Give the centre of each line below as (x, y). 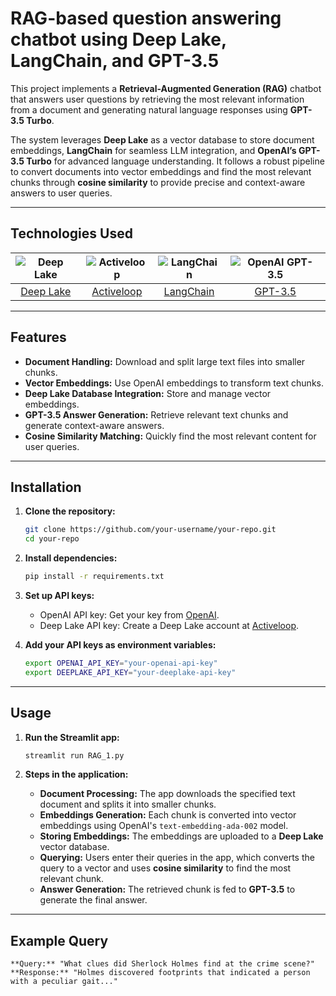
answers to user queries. (61, 193)
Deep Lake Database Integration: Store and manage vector (148, 393)
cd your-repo (52, 539)
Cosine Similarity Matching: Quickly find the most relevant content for (170, 436)
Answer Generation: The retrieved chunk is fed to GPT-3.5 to (167, 889)
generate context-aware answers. (94, 425)
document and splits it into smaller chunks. (128, 804)
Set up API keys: (59, 595)
